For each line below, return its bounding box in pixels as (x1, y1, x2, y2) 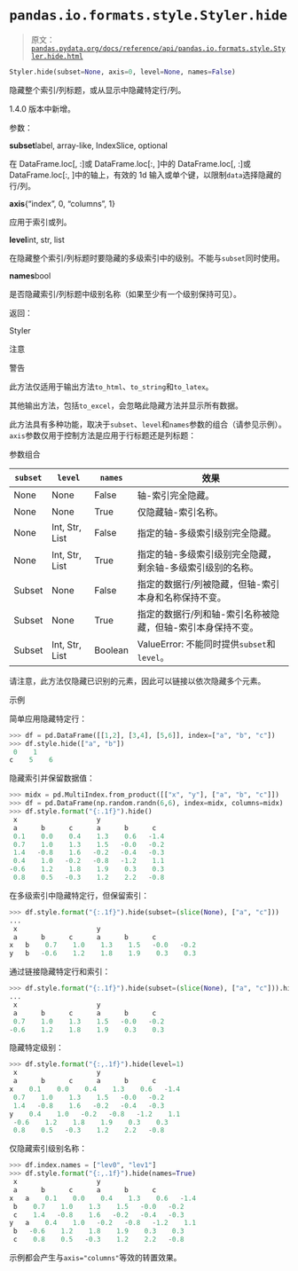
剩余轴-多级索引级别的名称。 (137, 561, 259, 574)
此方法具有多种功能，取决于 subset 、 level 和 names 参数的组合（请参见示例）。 (9, 419, 286, 429)
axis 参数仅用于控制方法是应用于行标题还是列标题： (9, 429, 197, 441)
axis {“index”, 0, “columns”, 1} (9, 198, 115, 208)
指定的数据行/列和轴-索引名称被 (137, 608, 271, 620)
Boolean (94, 644, 129, 656)
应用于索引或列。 (9, 216, 72, 227)
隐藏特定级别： (9, 1042, 64, 1053)
